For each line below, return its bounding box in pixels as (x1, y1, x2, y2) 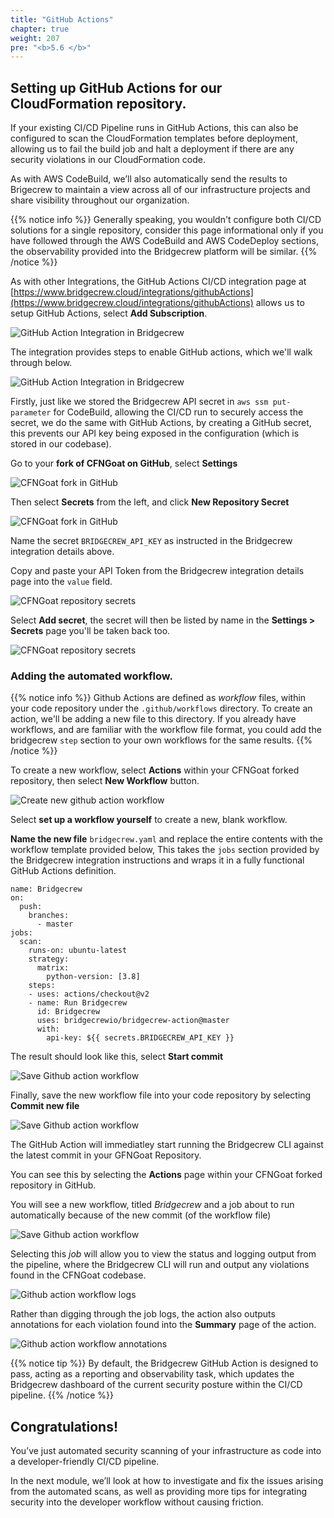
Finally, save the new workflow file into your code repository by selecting (10, 1089, 312, 1101)
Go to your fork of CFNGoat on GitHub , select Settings (10, 457, 238, 470)
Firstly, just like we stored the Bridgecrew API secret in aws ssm (10, 396, 269, 408)
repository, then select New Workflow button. (10, 775, 200, 787)
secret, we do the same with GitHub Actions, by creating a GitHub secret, (10, 417, 312, 429)
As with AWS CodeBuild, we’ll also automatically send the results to (10, 173, 288, 185)
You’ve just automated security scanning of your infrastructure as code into (10, 1445, 322, 1457)
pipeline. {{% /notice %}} (10, 1389, 114, 1401)
